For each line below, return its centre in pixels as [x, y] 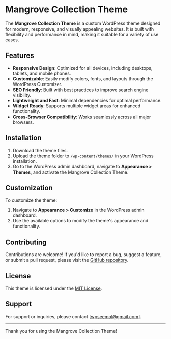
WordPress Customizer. [37, 84]
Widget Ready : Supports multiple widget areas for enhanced [77, 106]
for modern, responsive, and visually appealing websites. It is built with [80, 29]
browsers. [23, 122]
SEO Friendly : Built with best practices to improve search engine [80, 90]
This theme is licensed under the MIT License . [54, 288]
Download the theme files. [40, 150]
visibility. [22, 95]
